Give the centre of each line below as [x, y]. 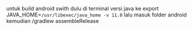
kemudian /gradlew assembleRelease [53, 21]
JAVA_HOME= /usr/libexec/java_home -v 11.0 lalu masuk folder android [96, 15]
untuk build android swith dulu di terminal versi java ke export [83, 9]
